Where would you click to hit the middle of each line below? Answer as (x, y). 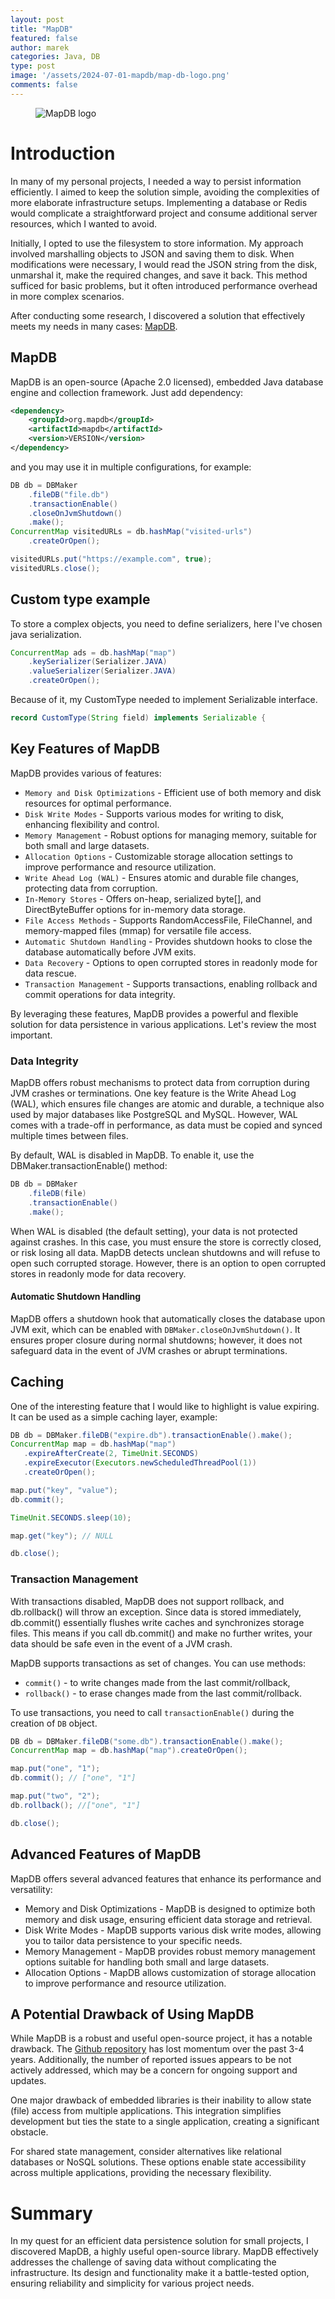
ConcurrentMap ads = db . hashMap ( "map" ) (93, 652)
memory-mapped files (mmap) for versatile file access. (138, 930)
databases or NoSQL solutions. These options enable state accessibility (158, 2162)
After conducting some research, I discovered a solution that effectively (158, 315)
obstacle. (29, 2132)
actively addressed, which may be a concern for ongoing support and (154, 2070)
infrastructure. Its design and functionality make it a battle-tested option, (160, 2273)
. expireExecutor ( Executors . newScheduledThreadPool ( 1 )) (140, 1463)
